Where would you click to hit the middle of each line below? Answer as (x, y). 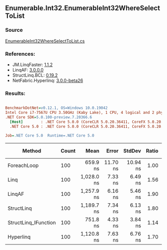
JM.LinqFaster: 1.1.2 (33, 65)
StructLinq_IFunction (32, 222)
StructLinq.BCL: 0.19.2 (35, 75)
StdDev (132, 151)
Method (32, 151)
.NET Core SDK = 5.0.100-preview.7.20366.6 (49, 117)
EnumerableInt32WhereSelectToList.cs (45, 41)
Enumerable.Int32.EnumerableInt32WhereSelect (83, 8)
